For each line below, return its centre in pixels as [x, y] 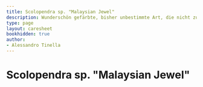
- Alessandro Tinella [34, 46]
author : [16, 40]
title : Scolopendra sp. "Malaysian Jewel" [60, 12]
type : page [20, 23]
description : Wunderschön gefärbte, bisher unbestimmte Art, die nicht [98, 17]
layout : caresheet [29, 28]
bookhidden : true [28, 34]
